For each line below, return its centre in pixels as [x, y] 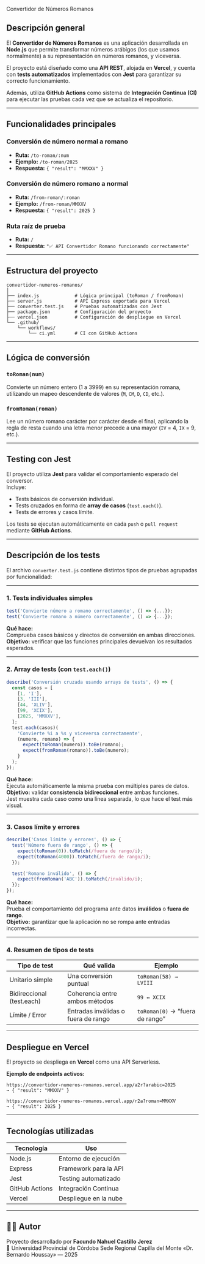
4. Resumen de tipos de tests [50, 950]
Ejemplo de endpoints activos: [45, 1074]
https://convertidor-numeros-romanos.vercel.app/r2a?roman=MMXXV [91, 1101]
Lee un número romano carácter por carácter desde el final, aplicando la [98, 421]
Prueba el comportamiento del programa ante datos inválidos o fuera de [98, 909]
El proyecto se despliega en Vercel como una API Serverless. [83, 1062]
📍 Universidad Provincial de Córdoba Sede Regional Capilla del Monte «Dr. [100, 1248]
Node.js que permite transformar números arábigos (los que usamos [93, 49]
